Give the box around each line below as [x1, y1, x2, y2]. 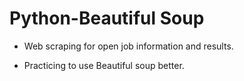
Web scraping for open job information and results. [23, 40, 234, 52]
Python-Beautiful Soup [9, 7, 205, 30]
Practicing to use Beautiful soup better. [23, 59, 185, 71]
